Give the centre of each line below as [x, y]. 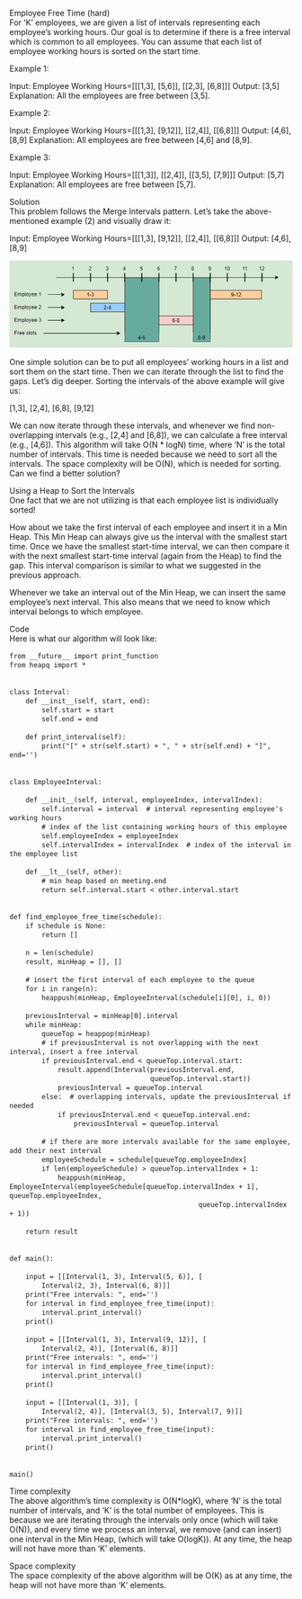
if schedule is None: [66, 925]
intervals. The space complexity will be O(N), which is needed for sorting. [145, 463]
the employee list [44, 853]
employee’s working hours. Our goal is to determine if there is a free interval [150, 32]
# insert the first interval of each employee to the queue [140, 979]
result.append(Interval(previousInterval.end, [146, 1069]
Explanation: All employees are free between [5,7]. [102, 184]
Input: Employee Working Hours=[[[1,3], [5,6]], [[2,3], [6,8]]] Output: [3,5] [145, 86]
